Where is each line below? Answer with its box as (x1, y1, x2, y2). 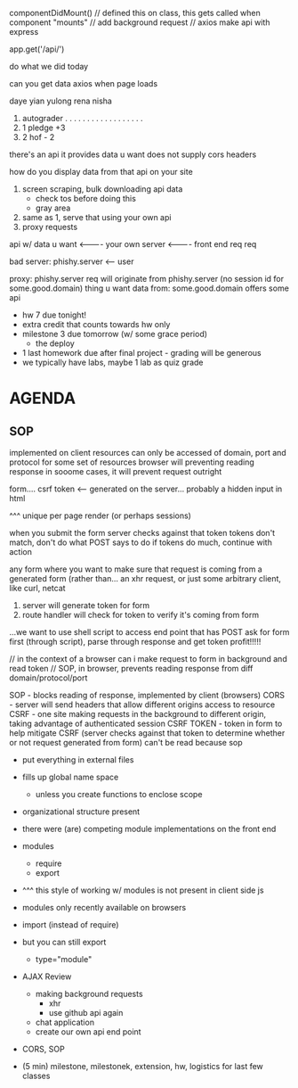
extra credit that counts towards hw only (21, 319, 171, 329)
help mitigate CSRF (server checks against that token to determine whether (9, 728, 286, 738)
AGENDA (9, 388, 77, 408)
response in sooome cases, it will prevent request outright (9, 466, 222, 476)
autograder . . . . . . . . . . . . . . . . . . (21, 113, 143, 123)
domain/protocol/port (9, 672, 88, 683)
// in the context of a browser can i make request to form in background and (9, 654, 287, 664)
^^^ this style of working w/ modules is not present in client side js (21, 885, 264, 895)
